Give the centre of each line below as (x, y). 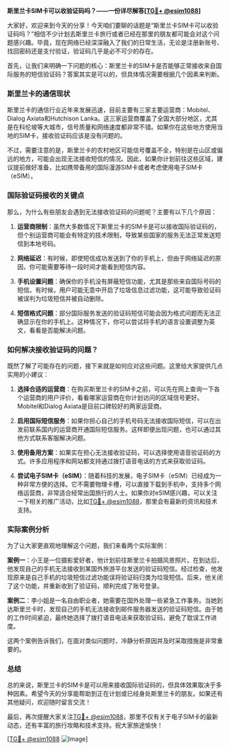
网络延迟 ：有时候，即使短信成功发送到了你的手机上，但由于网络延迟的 (116, 258)
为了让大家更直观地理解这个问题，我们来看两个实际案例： (88, 546)
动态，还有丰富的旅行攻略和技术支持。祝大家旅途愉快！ (85, 725)
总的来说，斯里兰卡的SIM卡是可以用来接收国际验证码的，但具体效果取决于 (112, 685)
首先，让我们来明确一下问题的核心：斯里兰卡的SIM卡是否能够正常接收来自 (112, 66)
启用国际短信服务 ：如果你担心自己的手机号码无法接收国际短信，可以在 (116, 421)
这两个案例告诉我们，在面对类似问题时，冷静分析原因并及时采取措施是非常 (112, 641)
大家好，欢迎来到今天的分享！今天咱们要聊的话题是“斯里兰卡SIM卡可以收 (110, 25)
